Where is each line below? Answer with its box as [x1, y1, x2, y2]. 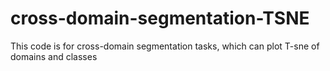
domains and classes [10, 50, 98, 62]
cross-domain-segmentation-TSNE [10, 7, 310, 30]
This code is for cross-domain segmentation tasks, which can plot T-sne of [10, 40, 320, 52]
